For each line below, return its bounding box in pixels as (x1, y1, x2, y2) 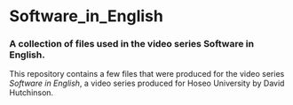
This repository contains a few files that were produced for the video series (9, 69, 285, 79)
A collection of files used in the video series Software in (9, 38, 255, 50)
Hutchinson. (9, 87, 54, 98)
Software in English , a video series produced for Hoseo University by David (9, 78, 285, 89)
